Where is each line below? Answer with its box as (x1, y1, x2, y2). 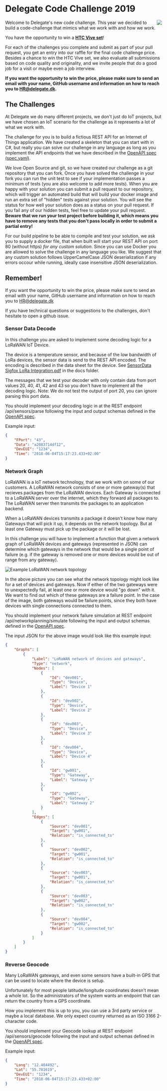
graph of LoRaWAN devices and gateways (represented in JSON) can (5, 541, 148, 547)
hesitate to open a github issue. (5, 313, 70, 319)
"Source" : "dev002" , (49, 847, 92, 852)
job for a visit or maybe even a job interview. (5, 65, 96, 71)
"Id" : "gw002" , (49, 791, 81, 796)
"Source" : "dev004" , (49, 917, 92, 922)
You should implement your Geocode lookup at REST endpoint (5, 1028, 133, 1034)
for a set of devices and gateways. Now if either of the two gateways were (5, 582, 158, 588)
